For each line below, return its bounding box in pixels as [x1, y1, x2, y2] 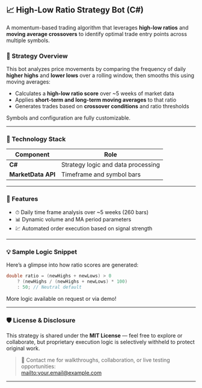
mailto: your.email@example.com [20, 369, 102, 376]
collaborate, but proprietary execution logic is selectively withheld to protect [6, 338, 195, 345]
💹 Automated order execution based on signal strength [14, 224, 153, 232]
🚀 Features [6, 195, 38, 203]
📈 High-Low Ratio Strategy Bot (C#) [6, 5, 144, 15]
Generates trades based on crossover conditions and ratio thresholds [14, 103, 189, 110]
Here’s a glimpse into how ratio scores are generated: [6, 261, 139, 268]
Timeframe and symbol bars [61, 170, 141, 179]
